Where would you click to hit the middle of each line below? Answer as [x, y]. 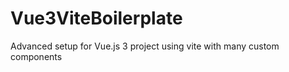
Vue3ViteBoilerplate [96, 18]
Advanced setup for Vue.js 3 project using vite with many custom [145, 46]
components [36, 56]
